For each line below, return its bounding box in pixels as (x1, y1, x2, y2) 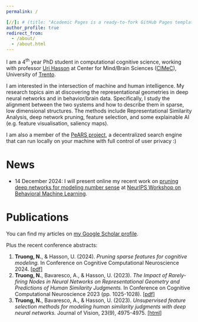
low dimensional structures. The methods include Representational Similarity (6, 107, 192, 114)
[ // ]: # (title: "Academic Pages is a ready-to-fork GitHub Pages (6, 19, 173, 25)
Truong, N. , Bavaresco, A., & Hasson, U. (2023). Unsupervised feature (14, 297, 186, 304)
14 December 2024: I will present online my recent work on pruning (14, 177, 179, 184)
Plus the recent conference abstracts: (6, 241, 98, 248)
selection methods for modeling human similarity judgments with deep (14, 303, 186, 310)
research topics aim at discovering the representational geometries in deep (6, 88, 189, 95)
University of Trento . (6, 71, 56, 78)
